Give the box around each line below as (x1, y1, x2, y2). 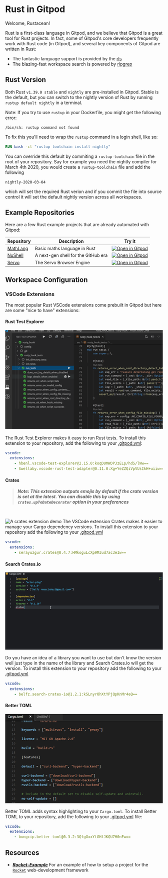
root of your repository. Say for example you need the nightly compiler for (5, 158, 157, 164)
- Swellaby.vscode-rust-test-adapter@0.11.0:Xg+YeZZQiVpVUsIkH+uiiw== (14, 466, 164, 471)
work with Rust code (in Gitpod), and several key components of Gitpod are (5, 40, 161, 46)
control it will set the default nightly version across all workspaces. (5, 193, 142, 200)
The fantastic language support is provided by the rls (12, 55, 122, 61)
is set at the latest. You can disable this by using (17, 494, 120, 500)
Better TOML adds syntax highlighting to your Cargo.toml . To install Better (5, 808, 157, 814)
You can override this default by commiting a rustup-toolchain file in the (5, 153, 155, 159)
